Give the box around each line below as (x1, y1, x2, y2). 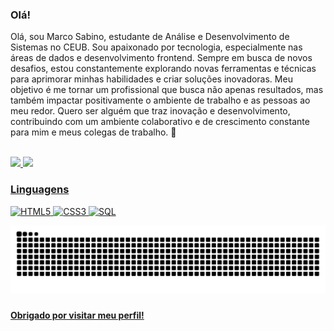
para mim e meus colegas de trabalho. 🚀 (10, 126, 177, 138)
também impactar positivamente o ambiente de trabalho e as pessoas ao (10, 94, 311, 107)
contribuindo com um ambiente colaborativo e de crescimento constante (10, 116, 310, 128)
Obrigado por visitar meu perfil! (10, 309, 145, 322)
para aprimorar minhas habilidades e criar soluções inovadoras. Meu (10, 73, 293, 85)
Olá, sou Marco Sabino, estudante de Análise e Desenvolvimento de (10, 31, 290, 43)
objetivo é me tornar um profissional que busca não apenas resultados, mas (10, 84, 324, 96)
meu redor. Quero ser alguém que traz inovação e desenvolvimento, (10, 105, 291, 117)
